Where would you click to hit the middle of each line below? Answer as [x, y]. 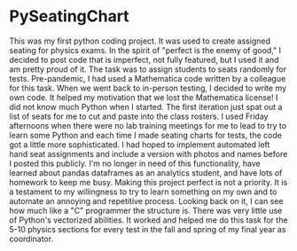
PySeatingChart [70, 16]
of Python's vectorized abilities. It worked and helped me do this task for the [148, 220]
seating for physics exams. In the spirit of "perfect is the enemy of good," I [145, 50]
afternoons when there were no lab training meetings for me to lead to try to [148, 125]
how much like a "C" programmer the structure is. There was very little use [146, 210]
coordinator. [31, 239]
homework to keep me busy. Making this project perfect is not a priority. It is [148, 182]
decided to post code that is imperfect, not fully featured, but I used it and [144, 59]
